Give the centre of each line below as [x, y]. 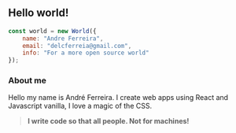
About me [28, 80]
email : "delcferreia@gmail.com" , [77, 46]
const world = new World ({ [52, 31]
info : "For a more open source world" [86, 53]
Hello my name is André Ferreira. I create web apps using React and [118, 98]
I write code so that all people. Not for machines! [108, 121]
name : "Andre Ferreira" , [63, 39]
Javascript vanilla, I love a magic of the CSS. [80, 106]
